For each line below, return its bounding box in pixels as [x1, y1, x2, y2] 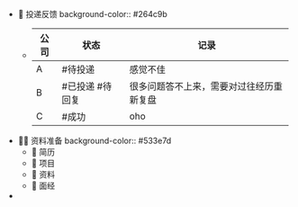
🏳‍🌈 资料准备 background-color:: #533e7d [17, 135, 172, 146]
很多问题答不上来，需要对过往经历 [129, 80, 275, 93]
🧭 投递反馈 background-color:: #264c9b [17, 9, 168, 19]
